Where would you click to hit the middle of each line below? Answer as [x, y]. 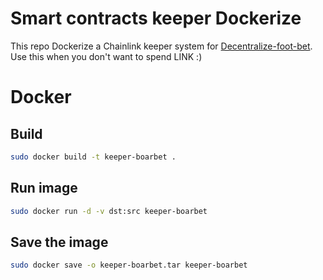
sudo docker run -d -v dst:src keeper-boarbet [109, 211]
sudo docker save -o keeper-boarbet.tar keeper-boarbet [129, 265]
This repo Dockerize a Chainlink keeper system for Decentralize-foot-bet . [161, 46]
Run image [44, 188]
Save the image [59, 242]
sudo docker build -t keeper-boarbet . [93, 157]
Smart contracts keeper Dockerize [156, 18]
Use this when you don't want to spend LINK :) [106, 56]
